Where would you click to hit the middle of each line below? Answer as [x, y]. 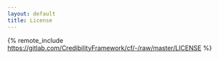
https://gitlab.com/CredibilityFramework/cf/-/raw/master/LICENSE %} [110, 48]
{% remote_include [36, 40]
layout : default [31, 14]
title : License [30, 20]
